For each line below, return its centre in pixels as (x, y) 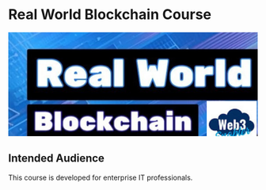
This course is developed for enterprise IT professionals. (101, 177)
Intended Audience (57, 159)
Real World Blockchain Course (110, 15)
